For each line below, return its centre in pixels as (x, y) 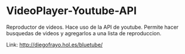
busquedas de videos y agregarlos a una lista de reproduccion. (84, 33)
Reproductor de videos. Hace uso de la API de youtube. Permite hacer (92, 27)
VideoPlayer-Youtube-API (72, 11)
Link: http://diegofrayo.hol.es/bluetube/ (55, 45)
